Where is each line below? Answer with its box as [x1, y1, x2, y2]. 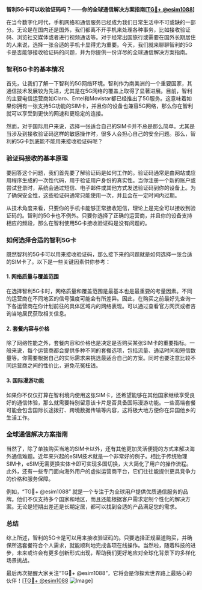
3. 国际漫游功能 [6, 377, 44, 384]
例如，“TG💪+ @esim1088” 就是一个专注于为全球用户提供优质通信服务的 [6, 488, 183, 495]
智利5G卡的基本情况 [6, 65, 64, 73]
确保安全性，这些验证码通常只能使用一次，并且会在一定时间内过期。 [11, 192, 180, 199]
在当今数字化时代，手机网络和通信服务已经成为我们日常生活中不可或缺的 [6, 19, 185, 26]
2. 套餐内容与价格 [6, 324, 50, 332]
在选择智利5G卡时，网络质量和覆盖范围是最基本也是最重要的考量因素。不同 [6, 288, 192, 295]
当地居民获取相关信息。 [11, 310, 70, 317]
